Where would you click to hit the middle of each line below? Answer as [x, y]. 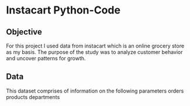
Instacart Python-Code [63, 10]
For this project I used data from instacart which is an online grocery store [95, 46]
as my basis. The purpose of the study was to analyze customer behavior [94, 52]
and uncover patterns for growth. [46, 58]
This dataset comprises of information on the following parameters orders [95, 91]
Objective [24, 32]
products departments [33, 97]
